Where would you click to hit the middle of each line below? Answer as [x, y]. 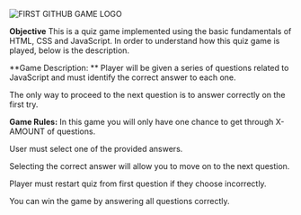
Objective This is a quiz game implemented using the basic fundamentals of [150, 31]
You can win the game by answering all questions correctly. [120, 201]
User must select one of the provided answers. [96, 149]
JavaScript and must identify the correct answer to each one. [123, 77]
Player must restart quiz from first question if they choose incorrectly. [138, 184]
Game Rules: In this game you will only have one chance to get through [142, 122]
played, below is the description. [70, 50]
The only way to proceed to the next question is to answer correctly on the [147, 95]
